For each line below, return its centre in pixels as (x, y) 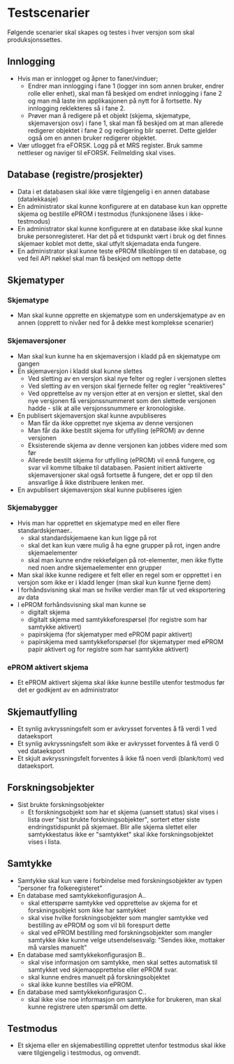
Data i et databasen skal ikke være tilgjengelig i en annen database (114, 191)
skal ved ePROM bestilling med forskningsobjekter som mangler (120, 932)
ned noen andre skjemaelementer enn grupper (95, 567)
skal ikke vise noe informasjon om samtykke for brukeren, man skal (124, 999)
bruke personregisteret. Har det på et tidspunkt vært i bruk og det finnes (122, 236)
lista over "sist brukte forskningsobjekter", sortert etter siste (114, 819)
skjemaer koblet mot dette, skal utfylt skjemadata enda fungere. (109, 243)
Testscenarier (49, 13)
